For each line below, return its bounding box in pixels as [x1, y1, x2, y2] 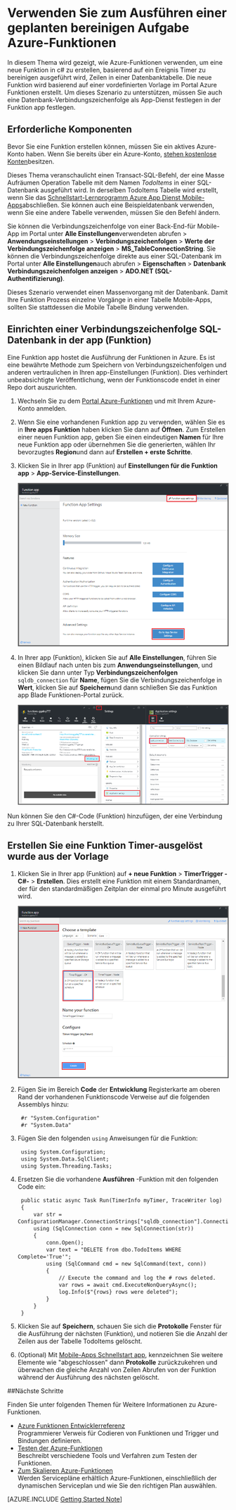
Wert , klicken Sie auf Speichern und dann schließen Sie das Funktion [17, 683, 218, 692]
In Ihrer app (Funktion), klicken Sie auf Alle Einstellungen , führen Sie [17, 653, 217, 661]
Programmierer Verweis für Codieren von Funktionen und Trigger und [17, 1429, 219, 1437]
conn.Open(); [46, 1240, 84, 1247]
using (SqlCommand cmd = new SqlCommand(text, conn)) [46, 1261, 207, 1268]
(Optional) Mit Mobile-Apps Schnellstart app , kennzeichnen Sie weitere [17, 1351, 223, 1359]
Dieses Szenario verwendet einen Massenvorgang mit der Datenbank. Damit [7, 287, 228, 297]
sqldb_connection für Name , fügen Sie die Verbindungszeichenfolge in [17, 675, 223, 684]
